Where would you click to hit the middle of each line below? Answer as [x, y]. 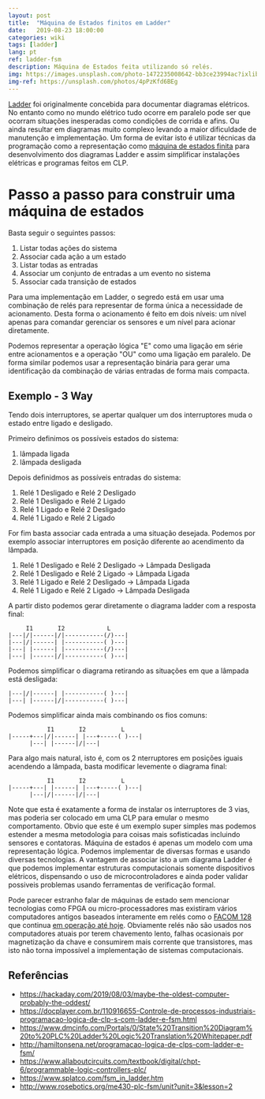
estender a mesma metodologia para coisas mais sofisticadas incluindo [124, 835]
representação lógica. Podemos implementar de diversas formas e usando [129, 851]
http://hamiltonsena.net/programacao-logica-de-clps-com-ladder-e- [132, 1045]
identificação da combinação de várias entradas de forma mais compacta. [129, 371]
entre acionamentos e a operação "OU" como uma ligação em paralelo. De [129, 354]
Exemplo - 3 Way [50, 396]
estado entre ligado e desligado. [60, 424]
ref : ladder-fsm [35, 60]
